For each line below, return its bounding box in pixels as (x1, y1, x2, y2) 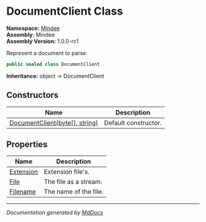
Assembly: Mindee (6, 31, 55, 38)
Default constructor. (104, 118, 162, 127)
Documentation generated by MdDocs (6, 209, 103, 216)
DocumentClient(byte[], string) (9, 118, 98, 127)
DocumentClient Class (6, 4, 124, 18)
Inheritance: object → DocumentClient (6, 72, 104, 80)
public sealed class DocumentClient (6, 61, 100, 67)
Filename (9, 188, 36, 196)
